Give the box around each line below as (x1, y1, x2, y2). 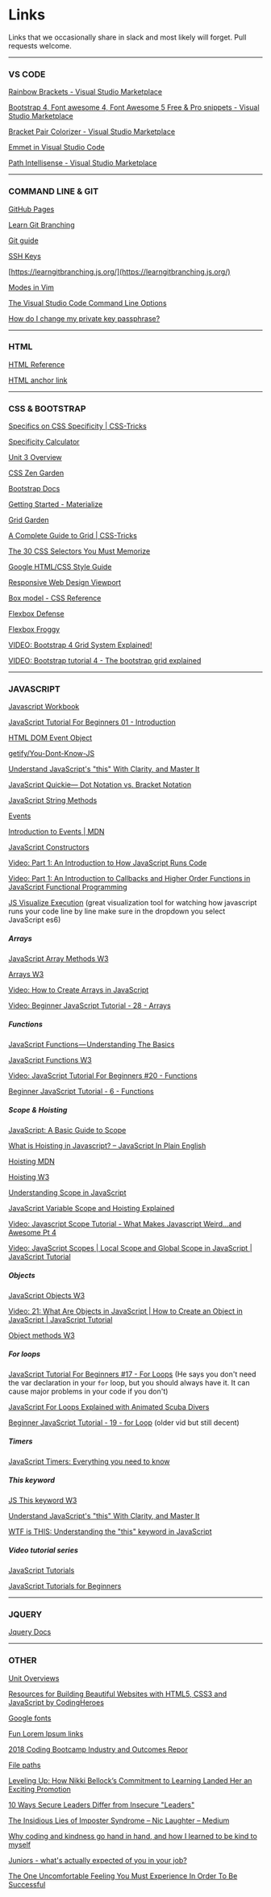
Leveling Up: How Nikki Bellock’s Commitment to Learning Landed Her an (8, 1775, 252, 1785)
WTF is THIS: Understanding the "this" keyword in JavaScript (8, 1527, 212, 1536)
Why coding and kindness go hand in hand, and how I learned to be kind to (8, 1831, 258, 1841)
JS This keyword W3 (8, 1495, 77, 1506)
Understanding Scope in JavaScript (8, 1188, 127, 1197)
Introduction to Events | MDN (8, 827, 105, 837)
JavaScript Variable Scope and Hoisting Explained (8, 1204, 175, 1214)
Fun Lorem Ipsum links (8, 1728, 84, 1738)
